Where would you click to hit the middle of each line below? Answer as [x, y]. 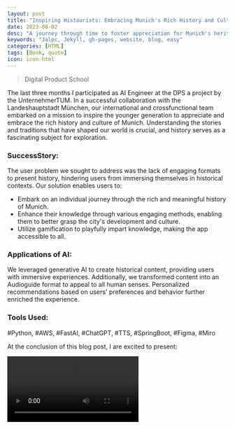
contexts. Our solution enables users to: [65, 185]
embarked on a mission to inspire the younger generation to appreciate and [116, 115]
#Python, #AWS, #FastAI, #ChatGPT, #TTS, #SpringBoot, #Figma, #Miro [111, 332]
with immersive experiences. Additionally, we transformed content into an [113, 277]
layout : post [26, 14]
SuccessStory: [33, 155]
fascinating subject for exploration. [57, 137]
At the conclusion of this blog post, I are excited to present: [92, 346]
